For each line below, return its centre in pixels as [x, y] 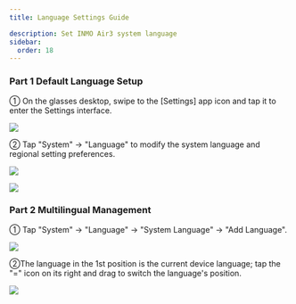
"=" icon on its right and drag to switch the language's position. [126, 273]
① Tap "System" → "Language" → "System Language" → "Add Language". [148, 229]
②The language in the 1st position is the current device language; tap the [145, 263]
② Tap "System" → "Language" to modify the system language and [135, 144]
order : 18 [35, 50]
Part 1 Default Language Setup [76, 81]
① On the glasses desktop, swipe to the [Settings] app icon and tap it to [143, 101]
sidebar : [25, 42]
